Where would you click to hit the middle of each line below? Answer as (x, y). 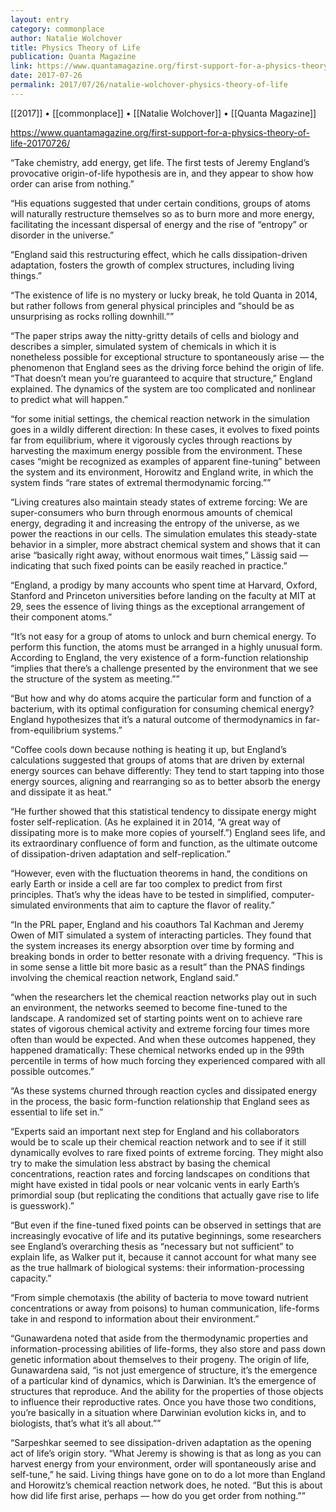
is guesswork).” (42, 1205)
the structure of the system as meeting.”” (95, 678)
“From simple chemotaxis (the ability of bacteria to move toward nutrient (159, 1297)
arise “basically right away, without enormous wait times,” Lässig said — (159, 555)
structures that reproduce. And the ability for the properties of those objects (167, 1391)
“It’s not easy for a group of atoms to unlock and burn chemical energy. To (163, 636)
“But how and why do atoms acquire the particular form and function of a (161, 698)
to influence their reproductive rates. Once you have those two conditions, (163, 1402)
